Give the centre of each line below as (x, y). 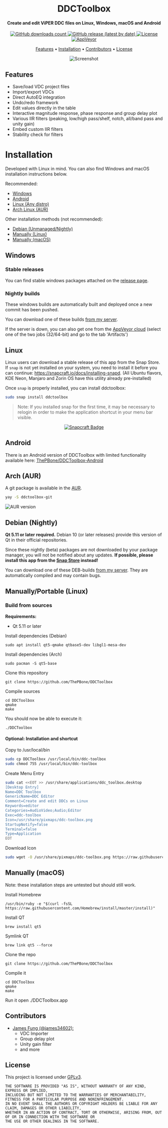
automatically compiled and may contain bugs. (53, 576)
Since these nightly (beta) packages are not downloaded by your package (81, 550)
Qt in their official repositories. (36, 540)
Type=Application (23, 834)
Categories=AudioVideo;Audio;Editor (43, 811)
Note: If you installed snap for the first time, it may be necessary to (86, 407)
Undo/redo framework (35, 103)
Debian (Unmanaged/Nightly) (43, 229)
